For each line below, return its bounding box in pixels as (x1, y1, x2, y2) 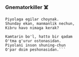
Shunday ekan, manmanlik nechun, (5, 21, 75, 26)
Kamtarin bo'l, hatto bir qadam (5, 34, 72, 39)
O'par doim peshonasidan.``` (5, 47, 66, 53)
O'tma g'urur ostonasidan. (5, 39, 61, 44)
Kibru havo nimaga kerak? (5, 26, 59, 31)
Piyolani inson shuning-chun (5, 43, 66, 48)
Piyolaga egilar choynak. (5, 17, 59, 22)
